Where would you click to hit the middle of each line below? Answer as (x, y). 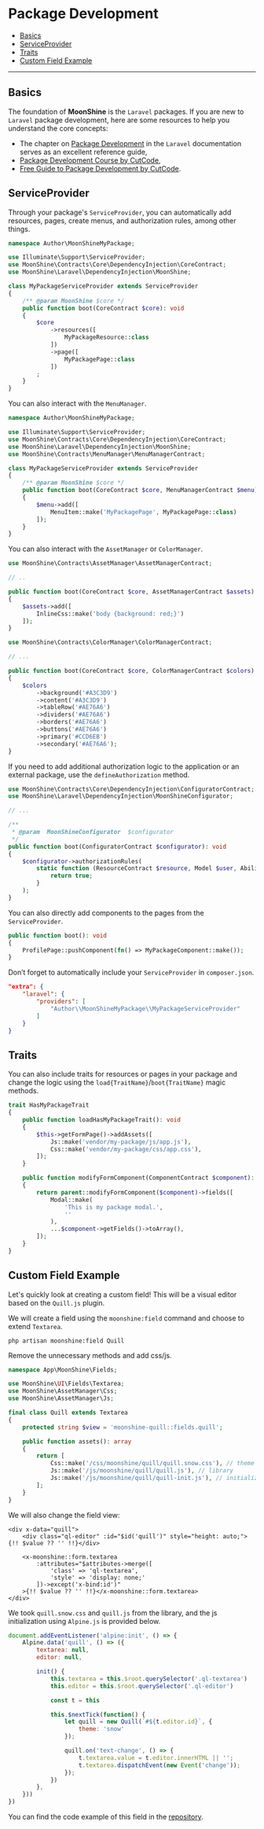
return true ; (71, 876)
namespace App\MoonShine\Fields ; (63, 1370)
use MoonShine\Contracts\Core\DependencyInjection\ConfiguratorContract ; (132, 789)
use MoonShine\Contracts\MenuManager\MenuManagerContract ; (107, 454)
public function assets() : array (77, 1442)
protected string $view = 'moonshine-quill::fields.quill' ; (123, 1427)
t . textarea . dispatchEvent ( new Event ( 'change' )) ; (159, 1765)
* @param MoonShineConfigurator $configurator (93, 832)
